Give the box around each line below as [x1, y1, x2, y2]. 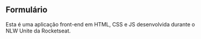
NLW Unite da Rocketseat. [5, 27, 71, 34]
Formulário [5, 5, 48, 15]
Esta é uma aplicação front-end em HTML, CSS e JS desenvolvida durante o [5, 20, 195, 28]
